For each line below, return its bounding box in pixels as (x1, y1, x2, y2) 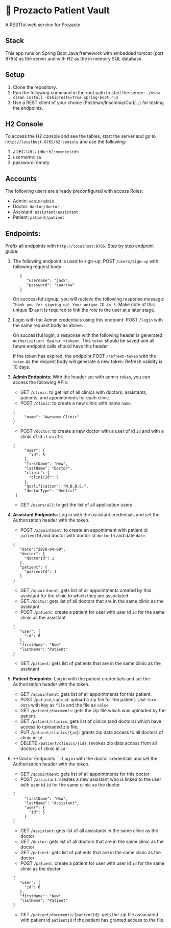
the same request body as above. (12, 322, 83, 328)
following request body (12, 264, 62, 270)
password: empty (12, 159, 50, 166)
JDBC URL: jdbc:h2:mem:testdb (12, 149, 79, 155)
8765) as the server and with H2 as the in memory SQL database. (5, 55, 143, 62)
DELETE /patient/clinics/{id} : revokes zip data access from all (20, 740, 157, 746)
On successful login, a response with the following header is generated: (12, 332, 164, 338)
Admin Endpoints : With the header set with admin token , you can (12, 374, 151, 380)
